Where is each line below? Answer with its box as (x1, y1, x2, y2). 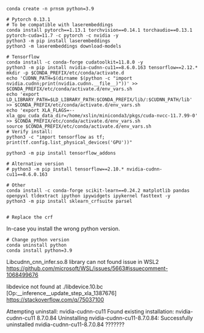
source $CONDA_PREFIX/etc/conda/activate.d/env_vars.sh (6, 123, 151, 130)
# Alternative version (6, 161, 64, 167)
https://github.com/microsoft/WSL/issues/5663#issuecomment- (6, 265, 168, 272)
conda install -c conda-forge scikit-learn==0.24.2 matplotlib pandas (6, 188, 190, 194)
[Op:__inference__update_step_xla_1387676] (6, 290, 117, 296)
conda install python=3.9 (6, 247, 72, 254)
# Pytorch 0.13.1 (6, 16, 51, 23)
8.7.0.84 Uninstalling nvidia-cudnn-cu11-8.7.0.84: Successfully (36, 315, 194, 321)
